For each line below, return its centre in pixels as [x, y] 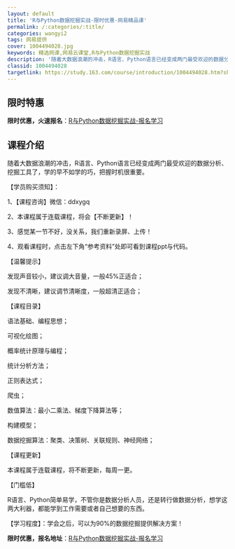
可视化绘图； [26, 336]
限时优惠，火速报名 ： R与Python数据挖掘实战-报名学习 [85, 121]
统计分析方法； [29, 366]
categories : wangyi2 [37, 33]
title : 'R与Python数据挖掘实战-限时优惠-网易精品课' [77, 20]
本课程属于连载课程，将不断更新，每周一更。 [72, 470]
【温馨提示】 [26, 262]
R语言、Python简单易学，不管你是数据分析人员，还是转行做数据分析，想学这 [117, 500]
